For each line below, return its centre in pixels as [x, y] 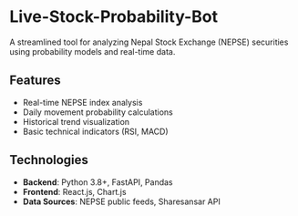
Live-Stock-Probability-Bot [114, 17]
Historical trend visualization [76, 121]
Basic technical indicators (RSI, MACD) [95, 131]
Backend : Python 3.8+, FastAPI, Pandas [98, 182]
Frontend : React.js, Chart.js [74, 191]
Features [35, 81]
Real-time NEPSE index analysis [82, 102]
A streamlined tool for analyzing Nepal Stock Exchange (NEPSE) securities [149, 42]
